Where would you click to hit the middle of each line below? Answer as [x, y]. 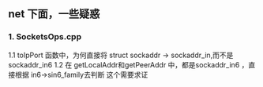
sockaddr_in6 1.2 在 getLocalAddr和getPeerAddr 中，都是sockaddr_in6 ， [128, 64]
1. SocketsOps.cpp [45, 37]
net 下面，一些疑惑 [54, 14]
